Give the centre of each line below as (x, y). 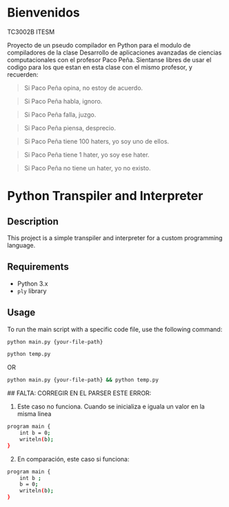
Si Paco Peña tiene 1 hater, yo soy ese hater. (87, 155)
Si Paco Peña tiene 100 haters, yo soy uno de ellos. (97, 141)
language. (21, 245)
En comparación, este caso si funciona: (73, 459)
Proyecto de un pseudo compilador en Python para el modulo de (99, 45)
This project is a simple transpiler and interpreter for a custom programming (115, 238)
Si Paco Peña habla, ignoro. (63, 101)
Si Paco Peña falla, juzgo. (60, 115)
